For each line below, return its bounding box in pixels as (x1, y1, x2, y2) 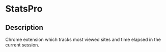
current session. (5, 42, 40, 48)
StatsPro (5, 3, 43, 15)
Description (5, 23, 43, 32)
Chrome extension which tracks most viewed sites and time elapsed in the (5, 36, 161, 42)
